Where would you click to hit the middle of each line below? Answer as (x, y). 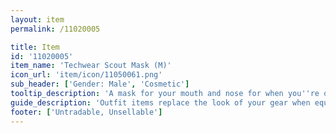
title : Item (35, 47)
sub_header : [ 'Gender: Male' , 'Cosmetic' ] (100, 84)
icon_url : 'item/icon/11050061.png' (86, 75)
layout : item (37, 19)
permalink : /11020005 (55, 29)
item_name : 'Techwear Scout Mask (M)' (91, 66)
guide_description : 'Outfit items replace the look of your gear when (160, 102)
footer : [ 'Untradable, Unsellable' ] (86, 112)
